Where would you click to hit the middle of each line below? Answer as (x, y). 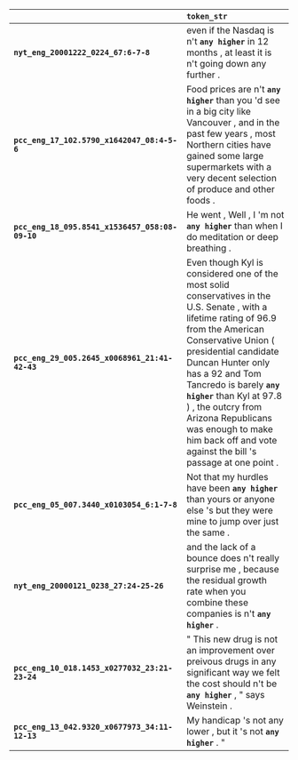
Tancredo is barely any (233, 384)
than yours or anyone (230, 499)
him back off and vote (231, 440)
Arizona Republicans (229, 418)
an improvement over (230, 650)
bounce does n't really (233, 558)
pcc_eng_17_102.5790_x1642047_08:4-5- (95, 140)
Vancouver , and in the (233, 122)
